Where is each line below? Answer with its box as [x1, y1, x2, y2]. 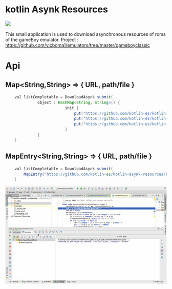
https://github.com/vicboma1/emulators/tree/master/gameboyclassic [5, 42, 150, 48]
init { [64, 105, 79, 111]
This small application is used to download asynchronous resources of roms [5, 31, 166, 37]
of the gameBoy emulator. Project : [5, 36, 79, 43]
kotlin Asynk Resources [5, 4, 109, 15]
